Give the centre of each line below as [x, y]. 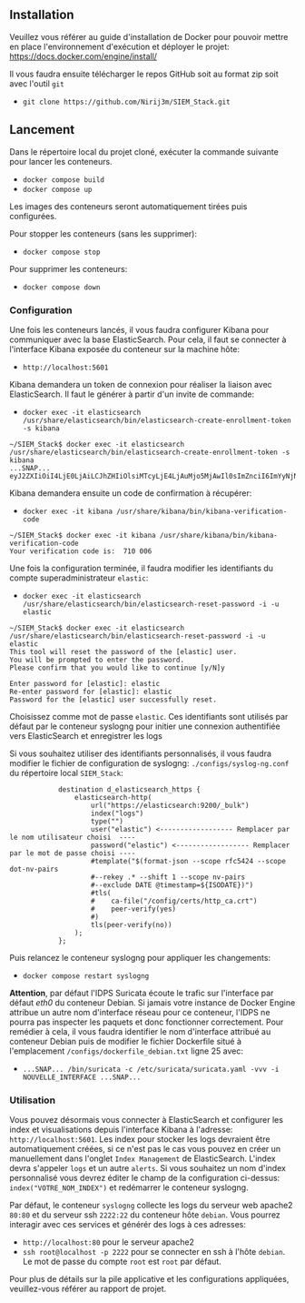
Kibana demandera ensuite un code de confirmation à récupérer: [131, 493]
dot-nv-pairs [34, 869]
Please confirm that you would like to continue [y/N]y [117, 668]
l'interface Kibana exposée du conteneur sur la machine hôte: [125, 348]
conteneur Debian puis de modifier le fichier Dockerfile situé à [126, 1041]
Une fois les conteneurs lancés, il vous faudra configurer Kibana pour [139, 329]
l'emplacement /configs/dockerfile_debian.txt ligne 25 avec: [126, 1051]
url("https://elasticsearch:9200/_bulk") [170, 805]
